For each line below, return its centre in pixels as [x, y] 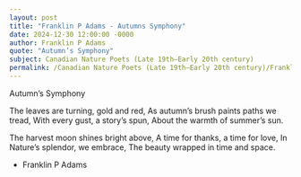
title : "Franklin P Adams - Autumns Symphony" [98, 26]
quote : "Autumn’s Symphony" [62, 51]
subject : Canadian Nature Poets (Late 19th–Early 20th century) [132, 59]
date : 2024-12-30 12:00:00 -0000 [72, 34]
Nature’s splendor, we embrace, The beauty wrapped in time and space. [142, 147]
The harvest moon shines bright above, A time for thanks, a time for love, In [148, 137]
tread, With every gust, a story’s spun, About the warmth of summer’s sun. [146, 120]
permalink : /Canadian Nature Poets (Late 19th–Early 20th [120, 68]
